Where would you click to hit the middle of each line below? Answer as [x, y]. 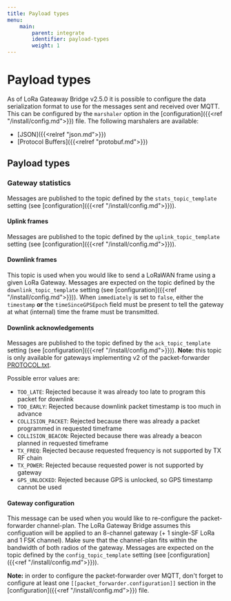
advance [30, 414]
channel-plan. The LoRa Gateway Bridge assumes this [114, 526]
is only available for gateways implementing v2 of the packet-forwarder [109, 358]
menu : [15, 20]
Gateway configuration [41, 503]
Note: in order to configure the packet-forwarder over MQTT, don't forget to [115, 576]
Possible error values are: [43, 379]
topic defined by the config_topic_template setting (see [87, 555]
